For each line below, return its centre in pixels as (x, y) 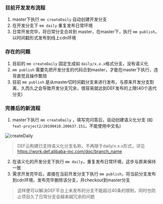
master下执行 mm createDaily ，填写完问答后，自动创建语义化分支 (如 (82, 119)
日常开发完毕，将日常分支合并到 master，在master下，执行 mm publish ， (86, 32)
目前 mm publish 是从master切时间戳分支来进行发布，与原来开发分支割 (83, 82)
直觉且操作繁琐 (32, 76)
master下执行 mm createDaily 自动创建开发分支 (59, 19)
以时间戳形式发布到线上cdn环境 (44, 38)
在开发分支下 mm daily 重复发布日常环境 (52, 26)
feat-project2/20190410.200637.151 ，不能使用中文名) (67, 126)
